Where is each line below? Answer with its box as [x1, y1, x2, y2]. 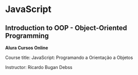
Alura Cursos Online [5, 45, 49, 51]
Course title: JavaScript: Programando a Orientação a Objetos [5, 54, 133, 60]
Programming [5, 31, 49, 40]
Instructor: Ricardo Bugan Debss [5, 64, 73, 70]
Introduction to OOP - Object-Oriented [5, 24, 127, 32]
